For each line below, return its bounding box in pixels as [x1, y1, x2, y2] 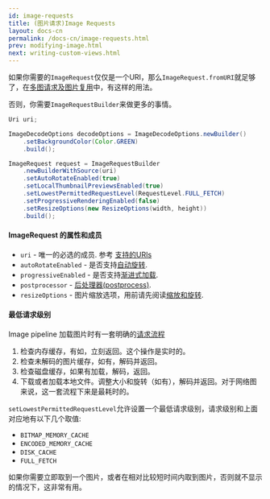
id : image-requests [8, 11, 74, 20]
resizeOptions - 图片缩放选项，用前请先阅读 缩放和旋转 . [19, 290, 204, 299]
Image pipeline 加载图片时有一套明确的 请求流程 [8, 329, 165, 339]
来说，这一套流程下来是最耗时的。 [19, 386, 134, 396]
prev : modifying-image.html [8, 42, 103, 50]
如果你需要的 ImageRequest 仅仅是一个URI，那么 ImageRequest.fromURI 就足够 [8, 72, 256, 81]
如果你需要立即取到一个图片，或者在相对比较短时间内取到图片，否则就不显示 [8, 472, 263, 481]
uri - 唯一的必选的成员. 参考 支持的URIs [19, 249, 152, 259]
